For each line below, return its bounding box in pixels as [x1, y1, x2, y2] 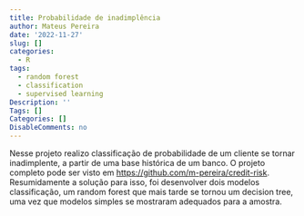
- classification [17, 81, 84, 90]
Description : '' [9, 97, 71, 107]
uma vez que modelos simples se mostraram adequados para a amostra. [9, 196, 282, 207]
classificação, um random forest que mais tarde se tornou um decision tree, [9, 187, 294, 197]
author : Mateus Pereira [9, 22, 100, 31]
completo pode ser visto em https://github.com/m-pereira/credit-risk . [9, 167, 270, 178]
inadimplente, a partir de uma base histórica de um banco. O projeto [9, 158, 266, 168]
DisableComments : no [9, 123, 88, 133]
